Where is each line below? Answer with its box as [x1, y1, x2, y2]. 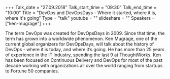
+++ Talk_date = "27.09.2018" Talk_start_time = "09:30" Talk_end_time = [5, 5, 157, 10]
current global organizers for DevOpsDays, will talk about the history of [5, 41, 154, 47]
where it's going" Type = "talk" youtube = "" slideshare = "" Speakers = [5, 15, 155, 21]
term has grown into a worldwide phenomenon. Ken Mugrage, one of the [5, 35, 157, 42]
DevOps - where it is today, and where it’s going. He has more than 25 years [5, 47, 165, 52]
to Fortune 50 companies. [5, 68, 59, 74]
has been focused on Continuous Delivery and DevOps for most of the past [5, 57, 163, 63]
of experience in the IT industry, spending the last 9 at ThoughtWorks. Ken [5, 52, 161, 58]
